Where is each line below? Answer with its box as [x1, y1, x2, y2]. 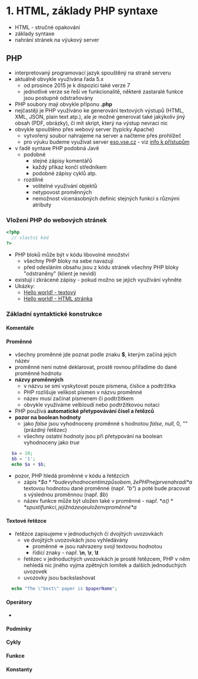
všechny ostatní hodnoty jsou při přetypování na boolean [23, 433, 163, 440]
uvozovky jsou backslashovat [23, 574, 96, 581]
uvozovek [23, 568, 47, 575]
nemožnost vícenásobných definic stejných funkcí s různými [32, 195, 180, 202]
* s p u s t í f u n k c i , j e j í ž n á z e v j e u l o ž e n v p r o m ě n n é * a [23, 504, 137, 511]
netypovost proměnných [32, 188, 92, 196]
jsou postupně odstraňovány [23, 94, 93, 101]
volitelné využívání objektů [32, 182, 98, 189]
